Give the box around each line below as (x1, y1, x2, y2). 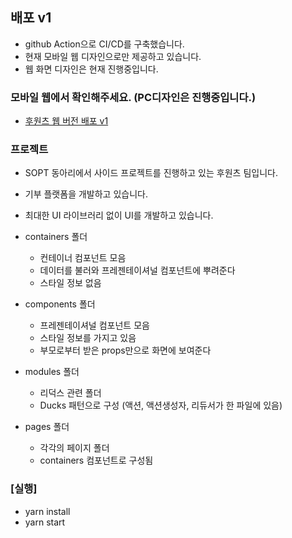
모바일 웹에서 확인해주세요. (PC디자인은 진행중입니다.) (10, 90, 257, 104)
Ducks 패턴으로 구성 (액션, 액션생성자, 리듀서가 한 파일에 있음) (39, 399, 283, 412)
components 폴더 (24, 298, 96, 310)
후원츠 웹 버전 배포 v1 (24, 115, 109, 127)
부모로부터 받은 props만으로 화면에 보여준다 (39, 344, 212, 357)
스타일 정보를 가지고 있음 (39, 332, 137, 344)
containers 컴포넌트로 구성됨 (39, 454, 154, 467)
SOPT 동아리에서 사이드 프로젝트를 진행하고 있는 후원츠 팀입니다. (24, 167, 278, 179)
